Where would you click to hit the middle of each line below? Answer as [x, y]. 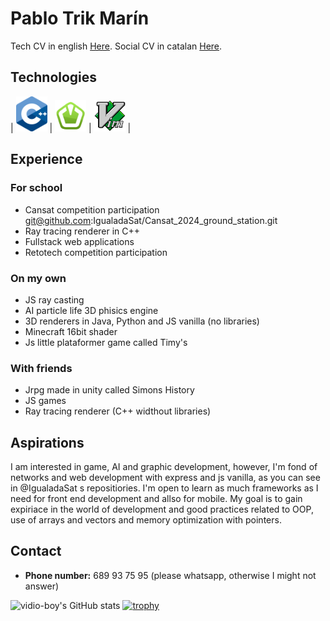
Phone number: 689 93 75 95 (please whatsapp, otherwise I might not [170, 575]
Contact [36, 551]
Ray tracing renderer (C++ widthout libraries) [118, 411]
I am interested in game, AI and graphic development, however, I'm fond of [164, 467]
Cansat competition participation [92, 209]
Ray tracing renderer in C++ [82, 231]
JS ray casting [54, 299]
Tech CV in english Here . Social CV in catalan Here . [116, 46]
